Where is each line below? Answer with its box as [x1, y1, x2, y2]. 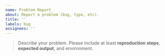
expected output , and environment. [17, 45, 93, 51]
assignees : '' [5, 26, 36, 31]
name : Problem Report [5, 7, 52, 13]
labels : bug [5, 21, 31, 27]
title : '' [5, 17, 27, 22]
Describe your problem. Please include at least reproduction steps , [17, 40, 160, 46]
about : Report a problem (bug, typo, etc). [5, 12, 100, 17]
